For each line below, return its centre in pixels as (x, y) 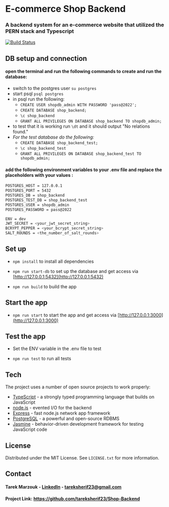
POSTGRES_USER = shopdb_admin (37, 205)
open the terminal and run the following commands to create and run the (83, 72)
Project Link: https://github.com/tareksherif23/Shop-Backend (73, 498)
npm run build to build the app (45, 286)
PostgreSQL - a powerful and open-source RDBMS (66, 419)
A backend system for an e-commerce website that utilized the (85, 25)
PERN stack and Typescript (40, 31)
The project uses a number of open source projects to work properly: (78, 387)
